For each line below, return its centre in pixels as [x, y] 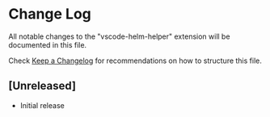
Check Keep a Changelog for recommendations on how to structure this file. [135, 61]
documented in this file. [48, 44]
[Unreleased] [42, 86]
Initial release [42, 105]
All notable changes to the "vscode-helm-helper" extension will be [119, 36]
